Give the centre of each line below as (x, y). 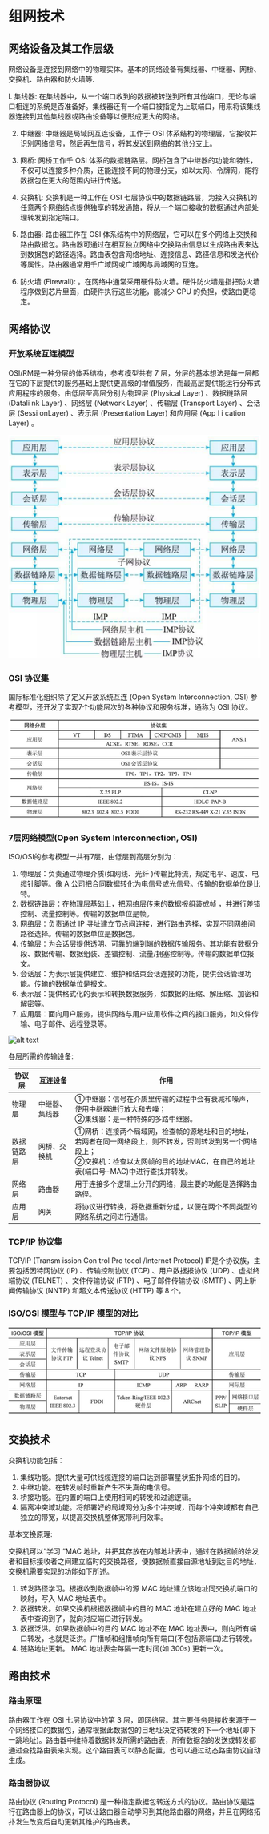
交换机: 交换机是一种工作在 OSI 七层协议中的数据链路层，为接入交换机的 (139, 197)
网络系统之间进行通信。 (113, 1217)
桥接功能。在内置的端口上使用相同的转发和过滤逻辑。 (108, 1498)
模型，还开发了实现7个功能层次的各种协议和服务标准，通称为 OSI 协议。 (134, 707)
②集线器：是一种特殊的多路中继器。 (136, 1119)
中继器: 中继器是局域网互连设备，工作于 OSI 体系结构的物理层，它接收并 (139, 133)
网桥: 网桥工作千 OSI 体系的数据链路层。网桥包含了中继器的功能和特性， (139, 160)
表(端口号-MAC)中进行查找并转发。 (134, 1171)
